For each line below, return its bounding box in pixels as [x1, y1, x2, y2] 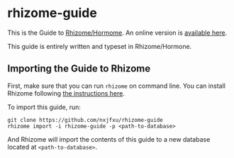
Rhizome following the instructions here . [7, 89, 126, 97]
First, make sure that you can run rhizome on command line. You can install [7, 81, 225, 90]
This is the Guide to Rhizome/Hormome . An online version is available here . [7, 28, 228, 37]
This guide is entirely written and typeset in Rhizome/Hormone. [7, 42, 192, 50]
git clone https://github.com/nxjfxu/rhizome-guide [7, 116, 163, 123]
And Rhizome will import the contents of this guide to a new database [7, 135, 211, 143]
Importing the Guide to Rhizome [7, 62, 151, 75]
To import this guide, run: [7, 103, 82, 111]
